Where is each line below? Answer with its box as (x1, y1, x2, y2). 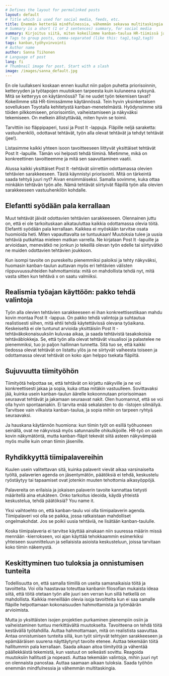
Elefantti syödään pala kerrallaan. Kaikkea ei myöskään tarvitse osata (5, 226, 148, 232)
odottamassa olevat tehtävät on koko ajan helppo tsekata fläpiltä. (5, 352, 140, 358)
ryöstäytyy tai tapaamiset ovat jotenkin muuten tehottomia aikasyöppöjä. (5, 477, 156, 483)
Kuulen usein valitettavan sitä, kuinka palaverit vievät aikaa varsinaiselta (5, 466, 154, 473)
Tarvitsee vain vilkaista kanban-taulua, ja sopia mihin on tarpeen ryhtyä (5, 407, 153, 413)
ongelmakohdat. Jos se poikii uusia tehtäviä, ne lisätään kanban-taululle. (5, 518, 155, 524)
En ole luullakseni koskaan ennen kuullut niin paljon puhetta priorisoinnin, (5, 82, 157, 88)
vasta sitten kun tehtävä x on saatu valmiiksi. (5, 273, 98, 279)
